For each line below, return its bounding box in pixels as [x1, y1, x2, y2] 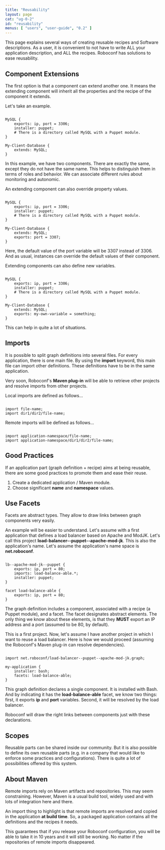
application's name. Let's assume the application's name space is [5, 543, 140, 549]
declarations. [5, 717, 32, 723]
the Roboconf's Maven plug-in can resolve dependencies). [5, 642, 125, 648]
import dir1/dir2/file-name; [5, 411, 65, 416]
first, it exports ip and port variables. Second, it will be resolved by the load [5, 697, 159, 703]
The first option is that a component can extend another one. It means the [5, 83, 156, 88]
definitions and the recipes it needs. [5, 819, 78, 825]
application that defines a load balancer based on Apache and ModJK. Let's [5, 532, 160, 538]
